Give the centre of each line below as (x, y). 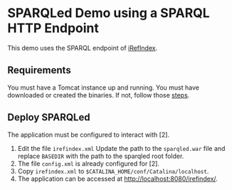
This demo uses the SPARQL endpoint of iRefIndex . (83, 48)
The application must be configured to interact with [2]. (88, 134)
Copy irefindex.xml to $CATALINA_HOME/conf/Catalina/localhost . (113, 171)
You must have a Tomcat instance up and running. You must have (103, 88)
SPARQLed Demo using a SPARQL (109, 13)
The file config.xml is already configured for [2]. (89, 163)
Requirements (39, 70)
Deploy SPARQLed (49, 118)
